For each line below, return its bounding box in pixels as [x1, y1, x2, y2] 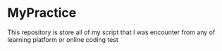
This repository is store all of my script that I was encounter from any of [7, 28, 216, 36]
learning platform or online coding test [7, 35, 118, 43]
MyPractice [7, 5, 77, 21]
